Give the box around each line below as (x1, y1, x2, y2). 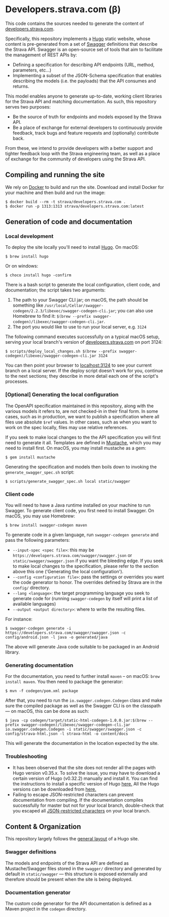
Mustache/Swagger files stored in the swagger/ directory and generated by (5, 865, 161, 871)
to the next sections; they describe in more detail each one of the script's (5, 373, 159, 379)
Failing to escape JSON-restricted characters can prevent (12, 791, 134, 798)
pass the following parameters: (5, 537, 70, 543)
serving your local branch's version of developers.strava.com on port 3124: (5, 339, 163, 345)
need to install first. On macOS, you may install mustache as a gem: (5, 445, 146, 451)
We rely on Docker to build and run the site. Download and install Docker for (5, 184, 164, 190)
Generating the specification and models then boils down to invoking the (5, 464, 157, 470)
